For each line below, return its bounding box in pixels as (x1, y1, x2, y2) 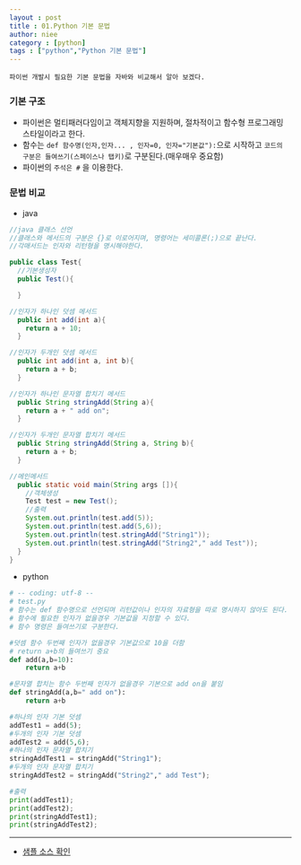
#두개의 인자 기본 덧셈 (9, 729, 82, 738)
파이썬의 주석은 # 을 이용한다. (21, 162, 124, 173)
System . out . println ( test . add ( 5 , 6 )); (25, 522, 163, 531)
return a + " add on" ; (25, 406, 110, 415)
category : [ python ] (9, 38, 87, 48)
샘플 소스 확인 (21, 846, 71, 857)
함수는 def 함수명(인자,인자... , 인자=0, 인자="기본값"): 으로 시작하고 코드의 (21, 140, 283, 151)
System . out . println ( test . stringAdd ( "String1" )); (25, 530, 211, 539)
